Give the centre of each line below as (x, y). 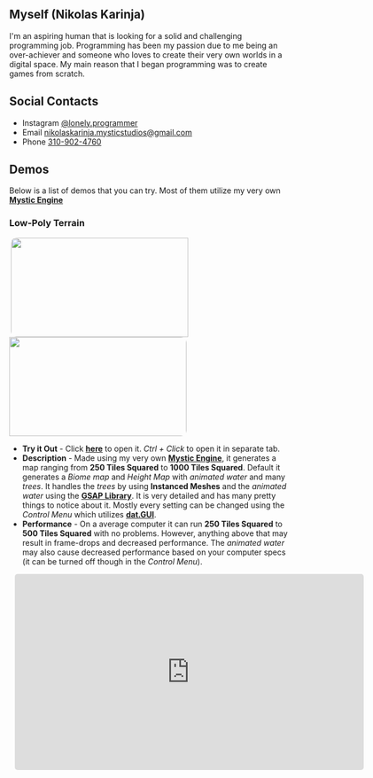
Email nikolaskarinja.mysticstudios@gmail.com (107, 132)
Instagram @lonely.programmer (80, 122)
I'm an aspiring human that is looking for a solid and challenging (126, 35)
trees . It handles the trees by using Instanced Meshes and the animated (154, 486)
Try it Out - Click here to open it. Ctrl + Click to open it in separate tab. (151, 448)
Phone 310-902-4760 (62, 142)
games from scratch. (47, 74)
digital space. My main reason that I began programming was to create (138, 64)
